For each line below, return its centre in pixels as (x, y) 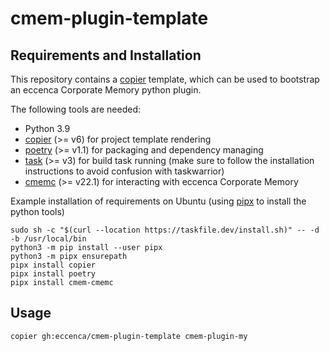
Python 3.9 (47, 128)
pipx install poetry (53, 274)
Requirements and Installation (106, 55)
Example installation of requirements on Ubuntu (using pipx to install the (158, 201)
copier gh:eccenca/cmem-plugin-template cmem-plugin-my (129, 336)
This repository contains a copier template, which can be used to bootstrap (165, 79)
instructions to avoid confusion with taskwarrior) (124, 171)
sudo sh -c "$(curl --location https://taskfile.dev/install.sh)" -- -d (165, 230)
